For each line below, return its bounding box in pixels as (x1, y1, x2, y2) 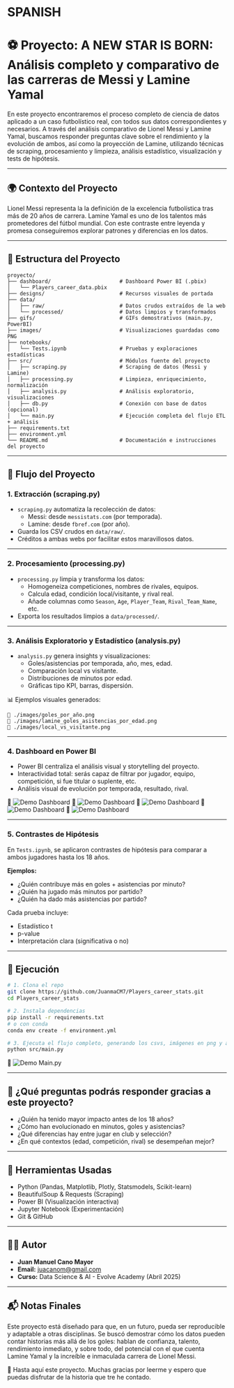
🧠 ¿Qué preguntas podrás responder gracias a (7, 1086, 211, 1097)
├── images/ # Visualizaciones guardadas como (7, 326, 219, 334)
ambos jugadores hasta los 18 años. (7, 853, 110, 861)
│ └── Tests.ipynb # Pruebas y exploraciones (7, 345, 198, 352)
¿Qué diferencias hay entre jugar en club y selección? (17, 1130, 172, 1139)
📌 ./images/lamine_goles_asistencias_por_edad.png (7, 717, 157, 725)
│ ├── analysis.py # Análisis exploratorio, (7, 388, 195, 395)
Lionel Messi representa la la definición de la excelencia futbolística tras (7, 204, 214, 212)
